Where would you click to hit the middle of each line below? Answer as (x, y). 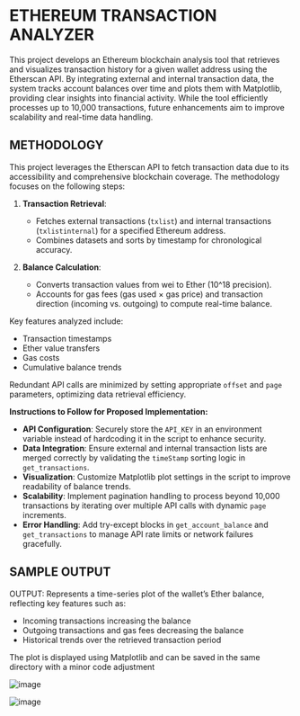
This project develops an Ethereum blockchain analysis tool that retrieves (145, 59)
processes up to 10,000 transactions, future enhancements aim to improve (147, 107)
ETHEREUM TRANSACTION (113, 16)
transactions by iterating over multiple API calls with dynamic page (144, 506)
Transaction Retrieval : (64, 203)
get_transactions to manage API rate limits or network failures (138, 534)
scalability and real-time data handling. (81, 117)
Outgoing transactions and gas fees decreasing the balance (133, 630)
